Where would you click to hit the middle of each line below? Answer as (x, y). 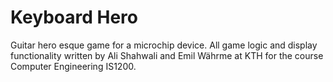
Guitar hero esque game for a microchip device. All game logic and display (164, 45)
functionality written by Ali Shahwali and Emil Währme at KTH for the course (167, 55)
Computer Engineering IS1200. (73, 66)
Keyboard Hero (74, 17)
